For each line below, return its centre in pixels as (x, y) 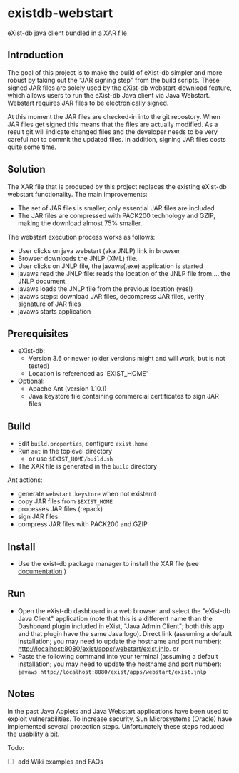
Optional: (31, 381)
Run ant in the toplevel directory (65, 451)
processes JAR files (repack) (60, 509)
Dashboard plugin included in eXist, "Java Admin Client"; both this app (121, 626)
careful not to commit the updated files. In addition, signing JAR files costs (117, 139)
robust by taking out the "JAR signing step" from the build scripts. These (113, 80)
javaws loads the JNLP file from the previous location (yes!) (105, 288)
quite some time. (32, 147)
